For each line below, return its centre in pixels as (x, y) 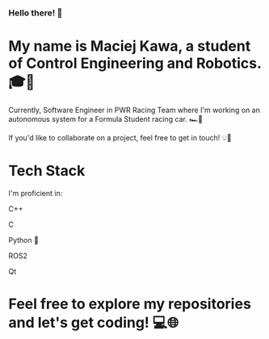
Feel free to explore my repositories (130, 304)
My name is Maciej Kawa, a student (130, 46)
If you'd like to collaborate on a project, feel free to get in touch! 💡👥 (120, 137)
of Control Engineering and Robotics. (135, 63)
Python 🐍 (23, 240)
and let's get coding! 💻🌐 (94, 322)
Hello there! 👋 (36, 13)
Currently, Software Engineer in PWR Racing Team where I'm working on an (134, 110)
